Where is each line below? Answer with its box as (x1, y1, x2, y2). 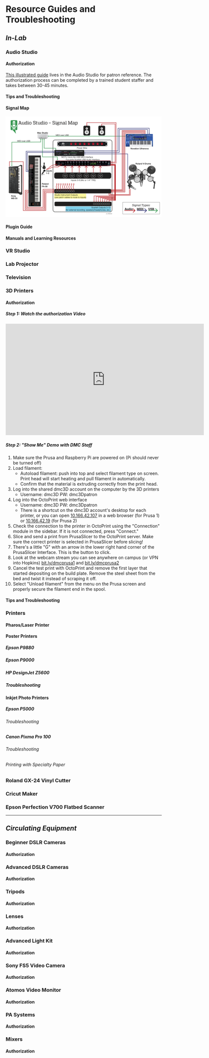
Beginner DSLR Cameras (5, 839, 66, 846)
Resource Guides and (5, 3, 96, 15)
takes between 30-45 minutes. (5, 82, 69, 88)
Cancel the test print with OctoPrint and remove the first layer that (12, 565, 148, 571)
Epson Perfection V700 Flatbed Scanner (5, 804, 104, 810)
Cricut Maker (5, 790, 38, 797)
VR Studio (5, 248, 30, 254)
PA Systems (5, 1011, 35, 1018)
